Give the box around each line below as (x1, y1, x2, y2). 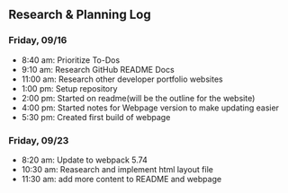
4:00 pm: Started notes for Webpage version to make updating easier (21, 102, 280, 113)
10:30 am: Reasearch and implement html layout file (21, 163, 213, 174)
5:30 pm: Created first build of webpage (21, 111, 171, 122)
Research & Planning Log (8, 7, 151, 22)
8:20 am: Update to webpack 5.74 (21, 154, 148, 165)
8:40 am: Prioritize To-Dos (21, 54, 121, 66)
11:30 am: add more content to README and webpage (21, 173, 222, 184)
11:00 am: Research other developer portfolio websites (21, 74, 223, 84)
